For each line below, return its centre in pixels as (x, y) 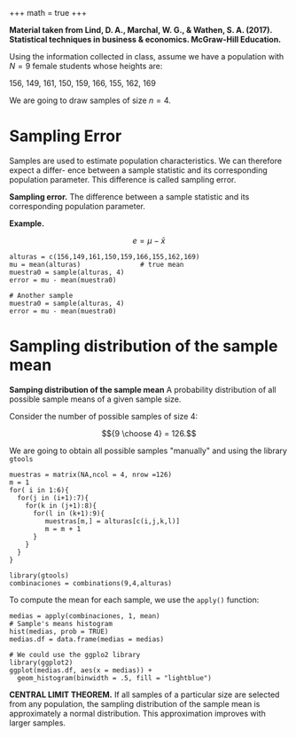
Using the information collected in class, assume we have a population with (147, 56)
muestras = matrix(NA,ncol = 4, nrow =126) (91, 474)
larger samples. (38, 723)
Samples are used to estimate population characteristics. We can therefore (145, 161)
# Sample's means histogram (61, 623)
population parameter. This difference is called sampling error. (123, 179)
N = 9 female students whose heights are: (86, 66)
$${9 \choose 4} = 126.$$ (149, 433)
